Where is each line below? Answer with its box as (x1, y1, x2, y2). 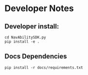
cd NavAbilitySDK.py (4, 35, 47, 40)
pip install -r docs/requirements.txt (4, 65, 83, 70)
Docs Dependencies (4, 52, 67, 60)
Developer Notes (4, 3, 74, 14)
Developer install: (4, 22, 59, 30)
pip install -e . (4, 39, 40, 44)
